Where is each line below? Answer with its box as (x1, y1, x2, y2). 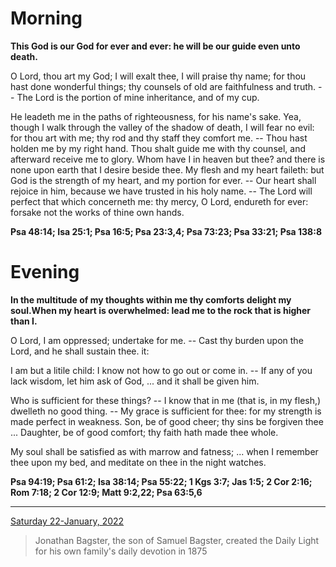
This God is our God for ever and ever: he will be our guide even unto (10, 40, 301, 52)
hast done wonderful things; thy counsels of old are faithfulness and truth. (10, 80, 317, 92)
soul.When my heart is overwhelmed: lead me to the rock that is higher (10, 304, 312, 316)
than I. (10, 315, 38, 327)
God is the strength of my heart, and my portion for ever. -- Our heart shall (10, 174, 317, 186)
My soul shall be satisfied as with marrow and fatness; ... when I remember (10, 445, 319, 457)
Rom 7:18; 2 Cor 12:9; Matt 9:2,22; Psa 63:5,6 (10, 486, 203, 498)
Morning (10, 7, 83, 30)
